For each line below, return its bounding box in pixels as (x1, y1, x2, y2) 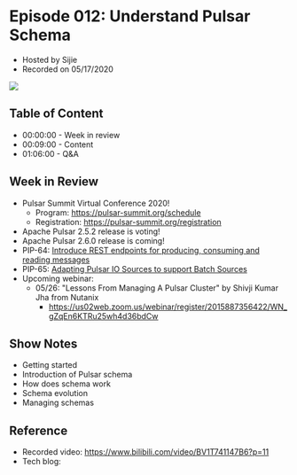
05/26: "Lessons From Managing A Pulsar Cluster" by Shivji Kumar (35, 282, 279, 293)
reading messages (21, 254, 90, 265)
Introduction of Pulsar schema (21, 370, 133, 380)
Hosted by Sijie (21, 54, 78, 65)
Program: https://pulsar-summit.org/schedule (35, 206, 201, 218)
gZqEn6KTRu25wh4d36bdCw (48, 310, 159, 321)
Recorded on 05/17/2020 (21, 64, 113, 74)
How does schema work (21, 378, 111, 389)
